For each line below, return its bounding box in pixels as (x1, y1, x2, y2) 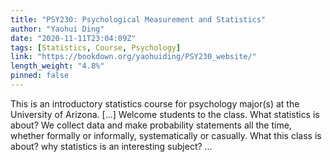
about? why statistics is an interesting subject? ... (10, 140, 213, 152)
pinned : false (10, 71, 70, 81)
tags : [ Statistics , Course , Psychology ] (10, 42, 182, 53)
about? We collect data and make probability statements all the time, (10, 119, 292, 131)
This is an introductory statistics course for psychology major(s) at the (10, 97, 300, 110)
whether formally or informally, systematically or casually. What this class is (10, 129, 322, 141)
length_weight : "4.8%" (10, 61, 105, 71)
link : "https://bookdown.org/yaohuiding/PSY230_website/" (10, 52, 257, 62)
